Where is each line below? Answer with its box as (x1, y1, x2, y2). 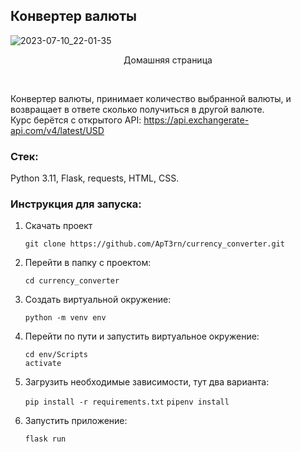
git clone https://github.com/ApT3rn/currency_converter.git (24, 239, 286, 249)
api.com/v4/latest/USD (10, 124, 105, 136)
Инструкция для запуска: (10, 197, 142, 211)
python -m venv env (24, 313, 107, 323)
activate (24, 359, 62, 369)
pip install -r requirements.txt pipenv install (24, 397, 230, 408)
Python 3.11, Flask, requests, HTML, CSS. (10, 172, 180, 184)
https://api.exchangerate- (143, 114, 250, 126)
